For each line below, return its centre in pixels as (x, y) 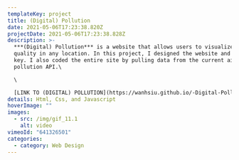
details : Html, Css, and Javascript (62, 99)
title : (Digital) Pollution (49, 21)
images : (19, 112)
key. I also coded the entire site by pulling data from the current (119, 60)
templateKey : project (39, 14)
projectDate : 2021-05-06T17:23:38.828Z (67, 34)
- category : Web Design (49, 145)
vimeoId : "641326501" (39, 132)
